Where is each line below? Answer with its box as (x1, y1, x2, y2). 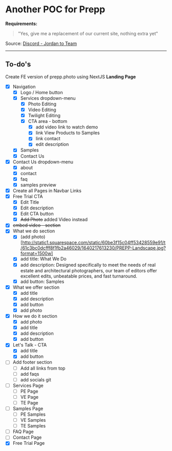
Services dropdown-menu (20, 95, 76, 101)
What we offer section (12, 284, 60, 290)
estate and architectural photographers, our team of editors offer (20, 267, 157, 273)
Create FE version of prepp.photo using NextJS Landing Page (5, 73, 136, 80)
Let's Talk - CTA (12, 342, 47, 348)
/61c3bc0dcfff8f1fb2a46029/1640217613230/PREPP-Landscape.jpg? (20, 245, 166, 251)
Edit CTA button (20, 211, 54, 217)
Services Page (12, 382, 44, 389)
